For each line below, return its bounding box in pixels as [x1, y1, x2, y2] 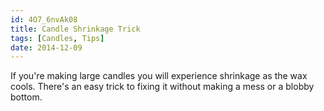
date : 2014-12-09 [10, 42, 83, 53]
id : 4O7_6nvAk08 [10, 14, 78, 25]
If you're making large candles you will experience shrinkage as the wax [10, 70, 308, 82]
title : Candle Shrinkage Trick [10, 24, 141, 34]
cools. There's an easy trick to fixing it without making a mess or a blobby [10, 81, 315, 93]
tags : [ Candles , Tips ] [10, 33, 105, 43]
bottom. [10, 91, 43, 103]
